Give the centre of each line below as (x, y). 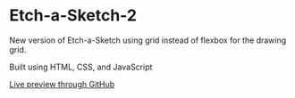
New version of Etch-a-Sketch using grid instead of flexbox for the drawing (148, 40)
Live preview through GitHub (62, 84)
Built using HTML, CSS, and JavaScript (81, 67)
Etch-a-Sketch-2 (73, 16)
